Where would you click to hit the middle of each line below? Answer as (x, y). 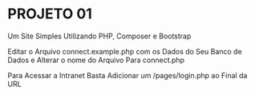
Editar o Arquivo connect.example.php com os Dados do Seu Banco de (125, 51)
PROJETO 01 (50, 14)
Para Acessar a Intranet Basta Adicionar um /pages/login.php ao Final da (127, 75)
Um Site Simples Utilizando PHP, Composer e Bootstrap (99, 36)
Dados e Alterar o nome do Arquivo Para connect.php (96, 60)
